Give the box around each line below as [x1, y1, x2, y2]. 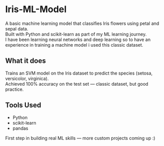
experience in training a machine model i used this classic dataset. [5, 42, 144, 48]
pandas [12, 125, 29, 131]
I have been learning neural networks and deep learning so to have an [5, 36, 151, 43]
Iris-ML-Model [5, 4, 67, 15]
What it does [5, 57, 46, 65]
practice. [5, 86, 24, 92]
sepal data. [5, 25, 29, 31]
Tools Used [5, 101, 41, 109]
